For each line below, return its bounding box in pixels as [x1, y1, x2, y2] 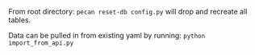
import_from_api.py [8, 39, 74, 47]
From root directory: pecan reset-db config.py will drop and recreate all [8, 7, 248, 16]
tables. [8, 15, 31, 25]
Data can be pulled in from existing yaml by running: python [8, 31, 206, 40]
